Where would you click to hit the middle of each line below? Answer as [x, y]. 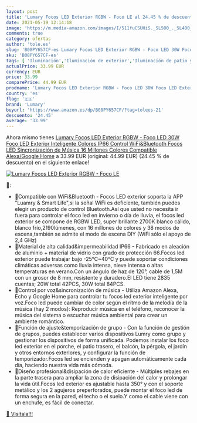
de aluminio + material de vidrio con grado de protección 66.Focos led [99, 253]
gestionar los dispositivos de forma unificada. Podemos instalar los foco [102, 340]
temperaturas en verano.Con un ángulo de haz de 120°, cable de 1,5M [98, 271]
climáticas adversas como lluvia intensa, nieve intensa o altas [89, 266]
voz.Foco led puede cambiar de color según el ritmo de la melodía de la [101, 303]
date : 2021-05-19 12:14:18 [39, 22]
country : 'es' [23, 93]
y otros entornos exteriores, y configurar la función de [80, 352]
